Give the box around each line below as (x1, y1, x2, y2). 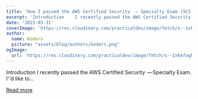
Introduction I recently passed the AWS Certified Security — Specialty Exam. (6, 68, 192, 75)
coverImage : (6, 25, 35, 31)
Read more (6, 86, 33, 93)
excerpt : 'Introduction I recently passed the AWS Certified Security (6, 14, 192, 20)
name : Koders (11, 36, 44, 42)
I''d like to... (6, 75, 34, 82)
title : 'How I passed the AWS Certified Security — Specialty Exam (6, 8, 178, 15)
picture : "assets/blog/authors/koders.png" (11, 42, 120, 48)
